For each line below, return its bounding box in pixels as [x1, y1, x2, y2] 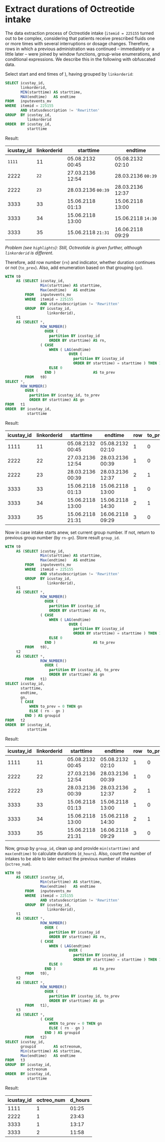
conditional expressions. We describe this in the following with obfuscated [5, 56, 156, 62]
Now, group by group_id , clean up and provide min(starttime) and [5, 845, 139, 851]
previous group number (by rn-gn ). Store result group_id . [5, 534, 120, 540]
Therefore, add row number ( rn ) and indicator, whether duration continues [5, 259, 156, 265]
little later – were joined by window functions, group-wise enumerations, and [5, 51, 160, 57]
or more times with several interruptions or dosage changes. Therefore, [5, 40, 150, 46]
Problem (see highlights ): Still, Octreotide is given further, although [5, 244, 142, 250]
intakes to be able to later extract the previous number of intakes [5, 855, 136, 861]
